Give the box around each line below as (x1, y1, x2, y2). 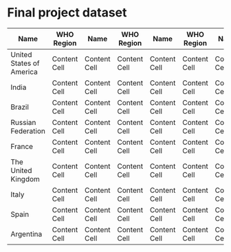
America (10, 67, 38, 76)
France (10, 141, 33, 151)
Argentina (10, 229, 43, 238)
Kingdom (10, 174, 40, 183)
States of (10, 58, 40, 68)
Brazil (10, 102, 30, 111)
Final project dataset (7, 5, 127, 21)
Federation (10, 126, 46, 135)
